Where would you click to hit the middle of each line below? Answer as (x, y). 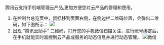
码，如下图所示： (30, 25)
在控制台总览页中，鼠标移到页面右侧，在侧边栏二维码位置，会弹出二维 (86, 18)
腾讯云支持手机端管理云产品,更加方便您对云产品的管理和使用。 (70, 7)
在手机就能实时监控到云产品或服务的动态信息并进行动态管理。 (77, 37)
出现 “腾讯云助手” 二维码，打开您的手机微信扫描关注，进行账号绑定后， (87, 31)
